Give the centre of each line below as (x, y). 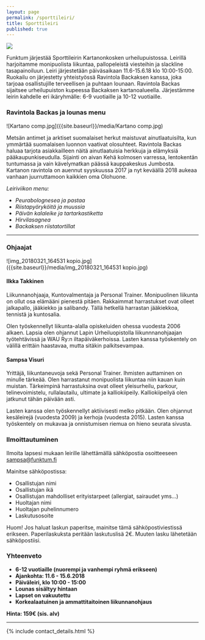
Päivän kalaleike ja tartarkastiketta (59, 213)
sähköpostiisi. (23, 540)
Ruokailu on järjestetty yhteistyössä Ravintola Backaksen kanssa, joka (94, 77)
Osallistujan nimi (36, 483)
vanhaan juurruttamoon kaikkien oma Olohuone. (67, 176)
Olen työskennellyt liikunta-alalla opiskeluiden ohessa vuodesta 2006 (94, 326)
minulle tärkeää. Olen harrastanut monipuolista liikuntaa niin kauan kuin (96, 379)
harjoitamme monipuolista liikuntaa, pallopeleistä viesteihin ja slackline (95, 64)
